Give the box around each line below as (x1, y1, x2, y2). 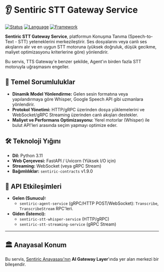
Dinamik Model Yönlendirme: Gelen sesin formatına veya (12, 91, 128, 97)
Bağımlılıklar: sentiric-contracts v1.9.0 (12, 168, 93, 174)
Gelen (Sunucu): (12, 195, 46, 201)
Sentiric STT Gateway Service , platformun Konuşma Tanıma (5, 33, 127, 39)
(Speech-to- (128, 33, 153, 39)
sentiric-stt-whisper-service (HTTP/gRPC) (19, 216, 110, 222)
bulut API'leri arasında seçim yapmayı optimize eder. (12, 122, 118, 128)
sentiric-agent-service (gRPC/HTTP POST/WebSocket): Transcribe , (19, 200, 159, 206)
